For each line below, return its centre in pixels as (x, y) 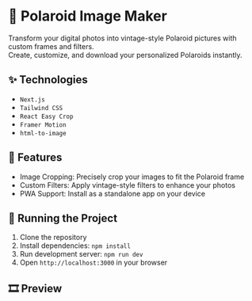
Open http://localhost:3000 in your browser (94, 263)
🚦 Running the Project (63, 218)
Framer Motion (43, 125)
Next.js (32, 99)
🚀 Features (35, 158)
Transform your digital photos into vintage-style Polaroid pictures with (122, 38)
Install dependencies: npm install (75, 246)
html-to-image (43, 133)
